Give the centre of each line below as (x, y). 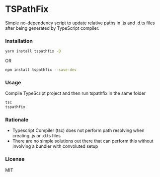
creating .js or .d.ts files (37, 136)
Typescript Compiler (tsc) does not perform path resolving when (79, 130)
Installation (19, 41)
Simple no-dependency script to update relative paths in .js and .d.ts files (80, 23)
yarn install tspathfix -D (33, 51)
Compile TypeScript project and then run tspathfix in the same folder (75, 93)
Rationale (17, 119)
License (15, 159)
